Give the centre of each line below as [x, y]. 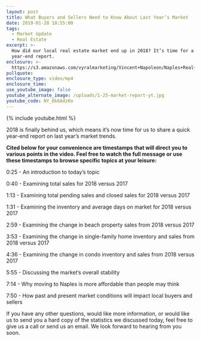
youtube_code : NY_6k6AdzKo [40, 101]
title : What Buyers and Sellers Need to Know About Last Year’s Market [97, 17]
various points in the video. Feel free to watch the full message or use [94, 154]
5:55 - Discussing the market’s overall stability [63, 272]
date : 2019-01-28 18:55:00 [40, 23]
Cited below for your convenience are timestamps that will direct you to [97, 147]
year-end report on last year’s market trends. [61, 136]
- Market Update [32, 34]
